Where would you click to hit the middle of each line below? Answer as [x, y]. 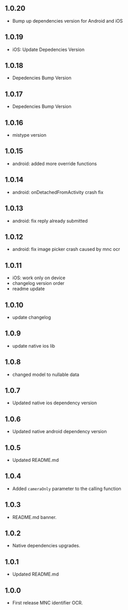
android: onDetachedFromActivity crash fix [58, 192]
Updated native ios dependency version [54, 403]
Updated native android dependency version [59, 432]
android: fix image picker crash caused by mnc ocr [66, 249]
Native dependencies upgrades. [46, 546]
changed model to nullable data [46, 374]
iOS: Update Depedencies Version [48, 49]
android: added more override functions [54, 164]
